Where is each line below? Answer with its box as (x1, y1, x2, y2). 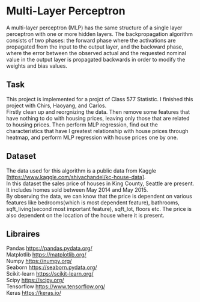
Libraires (6, 229, 40, 239)
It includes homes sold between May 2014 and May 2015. (6, 186, 148, 193)
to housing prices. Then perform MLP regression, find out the (6, 121, 158, 128)
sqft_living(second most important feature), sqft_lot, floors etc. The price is (6, 205, 192, 212)
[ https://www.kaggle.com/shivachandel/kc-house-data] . (6, 173, 146, 180)
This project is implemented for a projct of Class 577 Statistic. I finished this (6, 95, 193, 102)
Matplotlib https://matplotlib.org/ (6, 251, 86, 258)
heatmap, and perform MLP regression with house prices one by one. (6, 134, 178, 141)
